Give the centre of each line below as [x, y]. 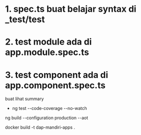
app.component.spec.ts [55, 85]
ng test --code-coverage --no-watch [49, 108]
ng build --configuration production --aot [47, 118]
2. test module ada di [48, 42]
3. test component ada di [57, 75]
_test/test [25, 19]
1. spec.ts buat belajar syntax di [71, 9]
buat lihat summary [24, 99]
